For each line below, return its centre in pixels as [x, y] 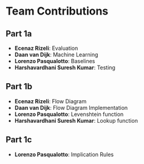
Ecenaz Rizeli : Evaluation [46, 48]
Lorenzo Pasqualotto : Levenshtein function [69, 114]
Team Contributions [57, 11]
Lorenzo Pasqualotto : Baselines [55, 61]
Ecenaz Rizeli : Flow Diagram [50, 101]
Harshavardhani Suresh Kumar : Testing [65, 67]
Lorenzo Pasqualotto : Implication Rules [64, 154]
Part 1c [19, 140]
